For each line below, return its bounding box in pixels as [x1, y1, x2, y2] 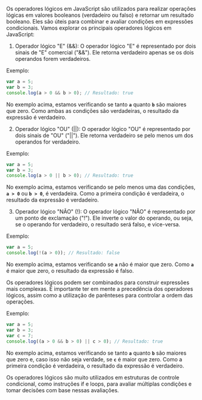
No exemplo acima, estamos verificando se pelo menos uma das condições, [6, 183, 196, 191]
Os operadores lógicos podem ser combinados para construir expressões [6, 279, 190, 286]
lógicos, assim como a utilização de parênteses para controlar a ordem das [6, 292, 193, 299]
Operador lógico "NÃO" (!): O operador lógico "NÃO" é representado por [14, 208, 196, 215]
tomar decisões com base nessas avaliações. [6, 386, 119, 394]
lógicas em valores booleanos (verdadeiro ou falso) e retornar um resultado [6, 11, 194, 19]
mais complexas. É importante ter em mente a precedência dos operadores [6, 285, 194, 292]
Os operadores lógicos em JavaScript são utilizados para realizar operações [6, 5, 196, 12]
